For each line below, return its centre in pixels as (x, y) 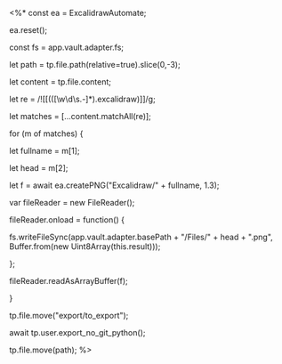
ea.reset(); (28, 30)
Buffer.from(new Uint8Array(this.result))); (85, 247)
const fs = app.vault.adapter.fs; (67, 47)
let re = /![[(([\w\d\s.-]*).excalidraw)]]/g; (82, 99)
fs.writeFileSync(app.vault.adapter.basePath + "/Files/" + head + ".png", (141, 237)
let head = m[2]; (39, 168)
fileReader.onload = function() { (67, 220)
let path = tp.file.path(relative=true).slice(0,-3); (95, 65)
